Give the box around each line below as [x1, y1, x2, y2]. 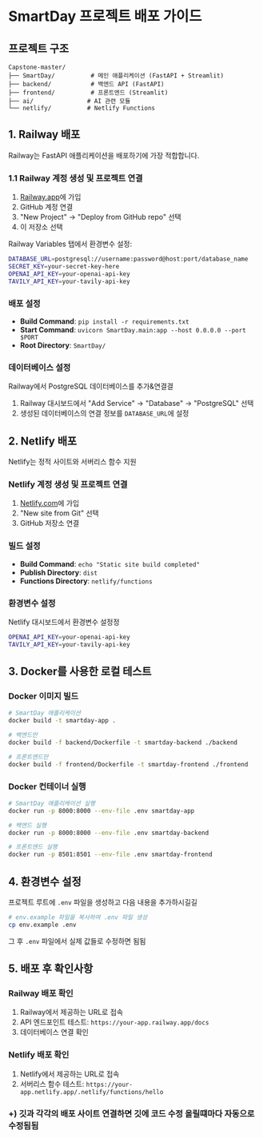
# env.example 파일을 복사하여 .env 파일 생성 [8, 913, 148, 921]
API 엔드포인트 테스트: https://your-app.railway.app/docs [19, 1017, 209, 1027]
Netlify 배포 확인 [8, 1049, 70, 1060]
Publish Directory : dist [19, 567, 98, 577]
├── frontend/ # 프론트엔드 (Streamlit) [8, 89, 169, 97]
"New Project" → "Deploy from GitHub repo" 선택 [19, 213, 181, 222]
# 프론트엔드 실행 [8, 843, 58, 851]
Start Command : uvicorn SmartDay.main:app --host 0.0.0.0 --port [19, 324, 246, 334]
